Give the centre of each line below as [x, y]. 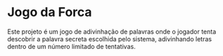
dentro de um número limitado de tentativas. [71, 46]
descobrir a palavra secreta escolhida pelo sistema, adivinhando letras [110, 38]
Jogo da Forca [50, 12]
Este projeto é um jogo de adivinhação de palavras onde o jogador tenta [112, 31]
